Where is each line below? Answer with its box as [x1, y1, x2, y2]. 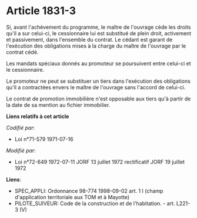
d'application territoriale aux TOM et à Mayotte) [14, 193, 130, 200]
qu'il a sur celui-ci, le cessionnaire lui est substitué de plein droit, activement [6, 29, 192, 36]
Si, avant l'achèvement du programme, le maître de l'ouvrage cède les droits [6, 24, 191, 31]
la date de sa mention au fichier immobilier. [6, 101, 111, 108]
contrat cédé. [6, 48, 39, 55]
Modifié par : [6, 147, 36, 154]
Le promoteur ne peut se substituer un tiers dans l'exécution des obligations [6, 78, 191, 85]
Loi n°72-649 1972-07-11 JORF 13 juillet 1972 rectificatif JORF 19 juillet [14, 158, 185, 165]
